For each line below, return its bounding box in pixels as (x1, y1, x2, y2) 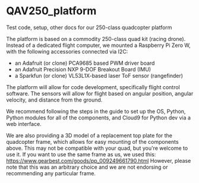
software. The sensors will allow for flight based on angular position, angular (6, 90, 194, 97)
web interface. (6, 120, 42, 127)
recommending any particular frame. (6, 169, 96, 176)
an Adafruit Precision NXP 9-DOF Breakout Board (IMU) (14, 65, 151, 72)
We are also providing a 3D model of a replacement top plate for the (6, 132, 172, 139)
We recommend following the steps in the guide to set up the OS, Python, (6, 108, 186, 115)
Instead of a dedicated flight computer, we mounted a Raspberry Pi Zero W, (6, 42, 191, 49)
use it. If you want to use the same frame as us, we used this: (6, 150, 156, 158)
